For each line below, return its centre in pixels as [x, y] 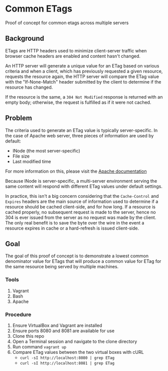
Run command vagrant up [39, 347]
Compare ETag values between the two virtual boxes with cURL [78, 352]
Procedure [18, 314]
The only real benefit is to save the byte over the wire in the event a [75, 222]
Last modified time [32, 161]
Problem [19, 118]
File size [21, 156]
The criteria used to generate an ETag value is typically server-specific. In [81, 130]
